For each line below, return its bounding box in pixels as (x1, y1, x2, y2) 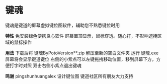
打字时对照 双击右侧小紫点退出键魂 (9, 62, 81, 68)
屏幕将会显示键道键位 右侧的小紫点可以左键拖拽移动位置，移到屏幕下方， (5, 56, 156, 62)
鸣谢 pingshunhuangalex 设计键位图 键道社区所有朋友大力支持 (5, 73, 133, 79)
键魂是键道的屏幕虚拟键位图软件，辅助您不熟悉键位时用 (5, 22, 120, 28)
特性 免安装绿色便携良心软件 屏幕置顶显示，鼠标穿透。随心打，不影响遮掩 (5, 33, 157, 39)
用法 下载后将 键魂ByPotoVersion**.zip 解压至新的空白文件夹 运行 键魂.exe (5, 50, 159, 56)
